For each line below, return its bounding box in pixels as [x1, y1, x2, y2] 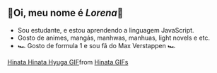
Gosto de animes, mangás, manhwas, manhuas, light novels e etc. [17, 33, 211, 42]
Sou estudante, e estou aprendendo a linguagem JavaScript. [17, 26, 194, 34]
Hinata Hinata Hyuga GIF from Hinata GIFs [7, 57, 129, 66]
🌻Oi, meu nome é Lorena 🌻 [7, 7, 124, 19]
